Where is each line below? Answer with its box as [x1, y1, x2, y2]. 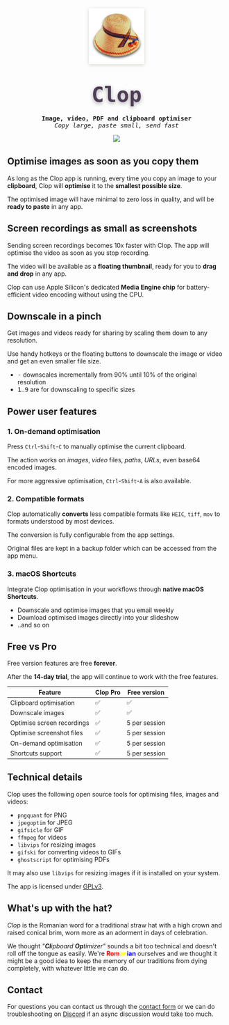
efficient [7, 290, 31, 299]
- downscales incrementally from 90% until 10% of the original [17, 370, 197, 379]
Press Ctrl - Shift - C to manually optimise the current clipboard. [7, 442, 187, 451]
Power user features [7, 405, 97, 417]
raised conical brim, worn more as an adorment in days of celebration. [7, 928, 208, 937]
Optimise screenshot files [10, 729, 83, 737]
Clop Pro [94, 688, 121, 696]
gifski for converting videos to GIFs [17, 847, 121, 856]
